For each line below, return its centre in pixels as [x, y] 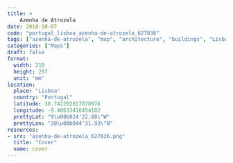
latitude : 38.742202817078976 [57, 104]
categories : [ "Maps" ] [38, 46]
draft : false [26, 53]
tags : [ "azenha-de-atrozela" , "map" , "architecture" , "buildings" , [107, 40]
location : [21, 85]
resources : [23, 130]
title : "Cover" [35, 143]
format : [18, 59]
